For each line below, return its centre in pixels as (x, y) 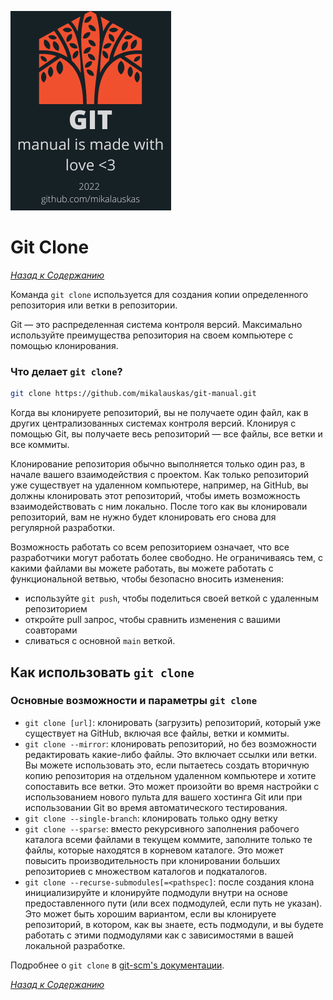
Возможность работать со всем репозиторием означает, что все (150, 547)
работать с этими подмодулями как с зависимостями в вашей (159, 935)
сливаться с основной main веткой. (100, 641)
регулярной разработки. (62, 528)
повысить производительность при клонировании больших (152, 860)
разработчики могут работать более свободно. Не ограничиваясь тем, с (167, 558)
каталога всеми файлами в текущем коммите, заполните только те (168, 839)
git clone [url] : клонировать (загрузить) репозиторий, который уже (173, 722)
